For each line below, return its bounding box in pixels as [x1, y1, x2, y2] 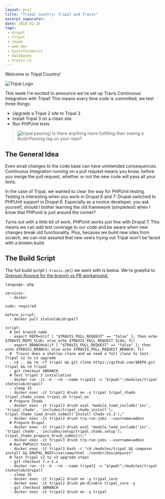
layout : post [5, 7, 32, 12]
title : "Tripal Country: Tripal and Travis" [5, 12, 98, 17]
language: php [5, 282, 34, 287]
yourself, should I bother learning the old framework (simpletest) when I [5, 204, 151, 210]
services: [5, 291, 26, 296]
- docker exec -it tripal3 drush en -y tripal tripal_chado [9, 390, 135, 395]
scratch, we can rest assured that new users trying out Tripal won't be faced [5, 235, 160, 241]
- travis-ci [7, 58, 32, 63]
